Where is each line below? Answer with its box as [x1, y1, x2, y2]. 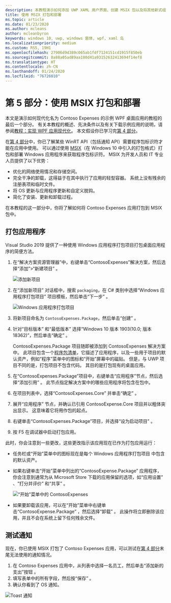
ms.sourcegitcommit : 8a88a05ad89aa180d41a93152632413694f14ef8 [5, 54, 142, 60]
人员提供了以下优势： [5, 157, 50, 163]
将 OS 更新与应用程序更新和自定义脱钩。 [12, 187, 98, 193]
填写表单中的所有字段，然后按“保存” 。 [12, 576, 94, 582]
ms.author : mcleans [5, 26, 47, 32]
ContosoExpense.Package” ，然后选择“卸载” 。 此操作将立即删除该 [19, 508, 160, 514]
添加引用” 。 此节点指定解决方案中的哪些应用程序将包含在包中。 [19, 379, 154, 385]
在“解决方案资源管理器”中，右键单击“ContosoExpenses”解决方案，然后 [12, 259, 161, 265]
